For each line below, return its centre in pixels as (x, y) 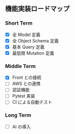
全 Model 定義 (26, 34)
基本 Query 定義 (28, 47)
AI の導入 (21, 127)
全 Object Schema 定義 (35, 40)
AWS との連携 (26, 84)
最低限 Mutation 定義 (33, 53)
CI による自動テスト (32, 102)
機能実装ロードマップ (37, 9)
